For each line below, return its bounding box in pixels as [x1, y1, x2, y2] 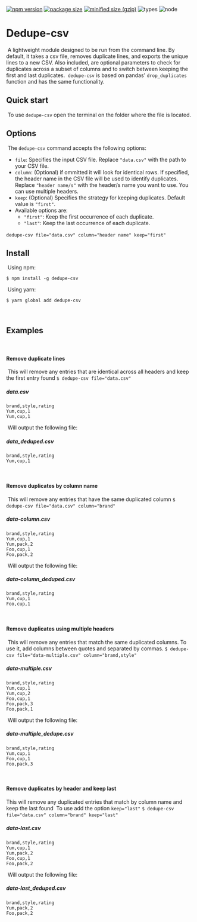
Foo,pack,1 [6, 706, 33, 712]
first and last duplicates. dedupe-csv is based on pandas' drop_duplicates [6, 72, 187, 79]
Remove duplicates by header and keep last [6, 785, 117, 792]
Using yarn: [7, 286, 36, 293]
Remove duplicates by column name [6, 482, 98, 489]
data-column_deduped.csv [6, 576, 76, 583]
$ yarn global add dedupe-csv [6, 297, 82, 304]
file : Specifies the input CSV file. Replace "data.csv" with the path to [14, 156, 186, 163]
